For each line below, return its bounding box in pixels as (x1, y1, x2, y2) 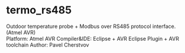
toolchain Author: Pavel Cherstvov (6, 41, 90, 48)
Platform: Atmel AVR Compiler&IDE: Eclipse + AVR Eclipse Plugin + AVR (6, 35, 179, 42)
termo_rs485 (6, 3, 72, 17)
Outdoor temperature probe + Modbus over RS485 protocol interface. (6, 23, 176, 30)
